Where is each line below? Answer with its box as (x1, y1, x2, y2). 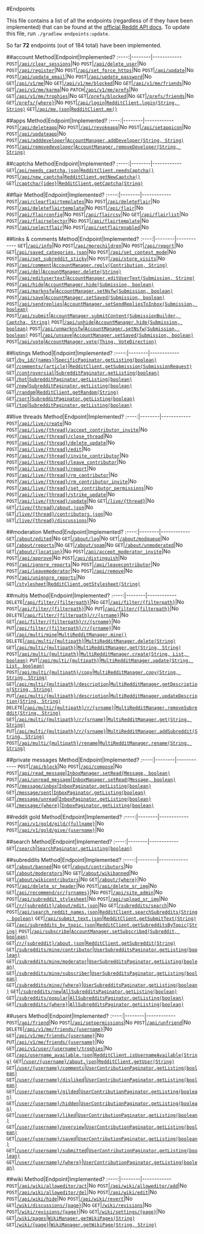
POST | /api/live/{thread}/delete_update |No (6, 439, 115, 446)
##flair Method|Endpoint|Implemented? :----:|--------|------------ (6, 191, 172, 198)
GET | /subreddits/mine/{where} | (6, 981, 84, 988)
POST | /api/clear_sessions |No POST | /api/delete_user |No (6, 60, 147, 67)
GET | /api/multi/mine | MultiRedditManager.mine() (6, 631, 127, 638)
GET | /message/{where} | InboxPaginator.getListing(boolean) (6, 802, 154, 808)
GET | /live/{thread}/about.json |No (6, 503, 93, 511)
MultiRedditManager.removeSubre (115, 705, 198, 711)
